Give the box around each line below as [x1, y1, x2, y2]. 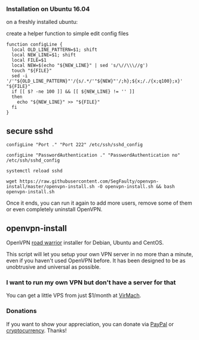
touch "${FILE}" [11, 68, 52, 74]
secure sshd [6, 126, 54, 136]
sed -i [11, 73, 28, 79]
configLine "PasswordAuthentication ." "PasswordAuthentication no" [6, 152, 180, 159]
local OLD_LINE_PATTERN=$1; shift [11, 47, 97, 53]
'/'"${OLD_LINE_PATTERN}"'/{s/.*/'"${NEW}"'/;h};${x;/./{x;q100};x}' [6, 78, 183, 84]
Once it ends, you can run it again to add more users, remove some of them [6, 199, 192, 207]
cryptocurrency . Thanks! [6, 327, 67, 334]
